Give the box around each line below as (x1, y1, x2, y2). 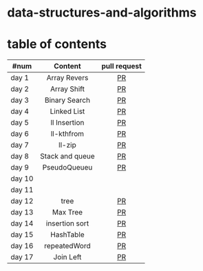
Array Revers (46, 73, 89, 83)
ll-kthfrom (50, 129, 85, 139)
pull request (101, 61, 142, 71)
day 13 (10, 208, 34, 217)
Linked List (50, 107, 85, 117)
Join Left (53, 252, 82, 262)
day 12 (10, 197, 34, 206)
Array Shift (50, 84, 85, 94)
